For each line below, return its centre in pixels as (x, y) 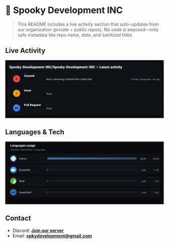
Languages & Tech (35, 132)
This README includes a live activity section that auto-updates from (88, 24)
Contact (18, 218)
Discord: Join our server (38, 230)
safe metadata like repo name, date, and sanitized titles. (75, 35)
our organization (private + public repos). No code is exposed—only (88, 29)
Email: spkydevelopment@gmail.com (52, 235)
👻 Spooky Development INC (64, 10)
